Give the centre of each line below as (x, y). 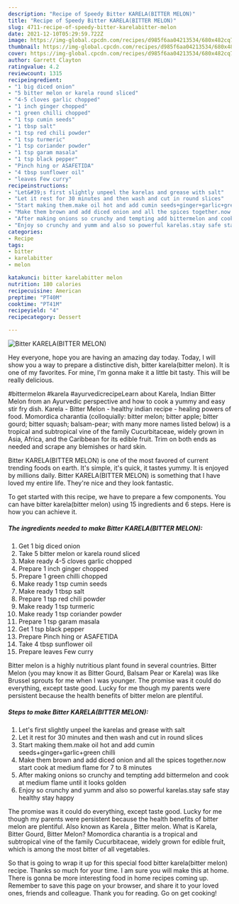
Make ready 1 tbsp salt (51, 591)
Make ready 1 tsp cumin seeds (63, 584)
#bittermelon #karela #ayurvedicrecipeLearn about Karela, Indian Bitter (112, 394)
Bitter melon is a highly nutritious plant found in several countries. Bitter (112, 665)
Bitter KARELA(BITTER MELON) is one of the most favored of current (108, 460)
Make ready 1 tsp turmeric (56, 606)
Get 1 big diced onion (49, 546)
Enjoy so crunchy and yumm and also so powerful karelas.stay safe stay (124, 790)
